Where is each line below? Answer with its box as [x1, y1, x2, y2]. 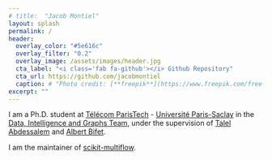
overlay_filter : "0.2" [15, 50, 92, 58]
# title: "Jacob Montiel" [8, 11, 100, 20]
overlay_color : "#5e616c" [15, 42, 104, 50]
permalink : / [8, 27, 53, 35]
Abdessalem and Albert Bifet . [8, 127, 106, 136]
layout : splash [8, 19, 60, 28]
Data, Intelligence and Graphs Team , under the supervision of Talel [8, 119, 232, 128]
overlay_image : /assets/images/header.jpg [15, 58, 161, 66]
